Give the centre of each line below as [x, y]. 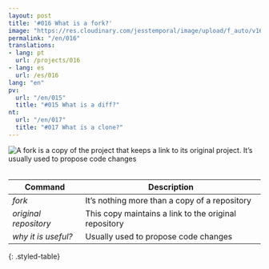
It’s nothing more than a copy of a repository [169, 200]
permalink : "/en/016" [44, 38]
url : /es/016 [37, 75]
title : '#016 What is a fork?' [60, 23]
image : [19, 30]
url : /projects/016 [48, 61]
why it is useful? [43, 236]
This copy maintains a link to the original [161, 213]
